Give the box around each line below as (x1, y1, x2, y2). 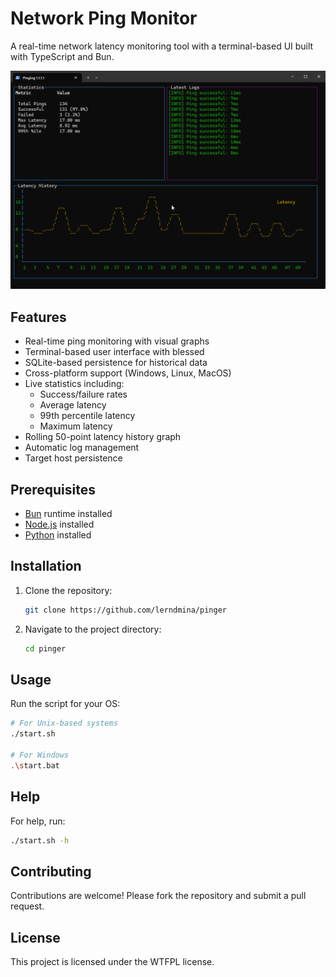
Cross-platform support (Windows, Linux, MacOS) (24, 367, 232, 379)
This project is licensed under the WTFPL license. (10, 956, 215, 968)
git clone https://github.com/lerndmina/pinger (24, 605, 227, 615)
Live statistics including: (24, 378, 125, 390)
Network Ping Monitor (10, 7, 198, 30)
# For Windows (10, 750, 70, 761)
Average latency (39, 399, 107, 411)
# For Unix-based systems (10, 718, 118, 729)
